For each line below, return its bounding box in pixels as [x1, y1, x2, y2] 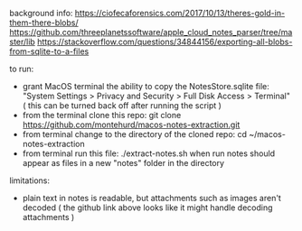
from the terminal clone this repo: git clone [22, 110, 182, 120]
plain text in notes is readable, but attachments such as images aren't [22, 193, 282, 203]
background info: [9, 8, 73, 18]
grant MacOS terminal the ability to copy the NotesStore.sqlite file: [22, 81, 269, 91]
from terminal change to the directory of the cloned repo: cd [22, 129, 247, 139]
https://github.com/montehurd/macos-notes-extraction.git [22, 119, 241, 130]
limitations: [9, 175, 51, 186]
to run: [9, 63, 34, 74]
